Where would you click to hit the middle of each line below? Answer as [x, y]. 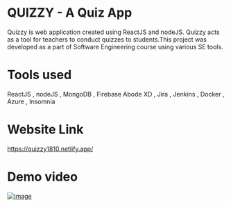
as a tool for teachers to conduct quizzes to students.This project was [107, 39]
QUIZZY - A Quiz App [70, 13]
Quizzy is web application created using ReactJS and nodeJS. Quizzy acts [113, 32]
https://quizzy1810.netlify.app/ [50, 149]
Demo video [43, 177]
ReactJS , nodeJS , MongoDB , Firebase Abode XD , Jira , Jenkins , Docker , [116, 94]
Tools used [40, 75]
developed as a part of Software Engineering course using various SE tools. [115, 47]
